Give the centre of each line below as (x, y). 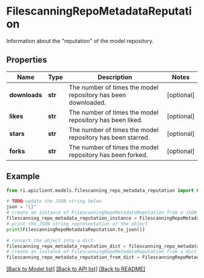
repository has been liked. (106, 120)
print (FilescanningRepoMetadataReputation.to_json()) (76, 229)
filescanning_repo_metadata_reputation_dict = (66, 246)
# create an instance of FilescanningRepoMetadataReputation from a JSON (102, 213)
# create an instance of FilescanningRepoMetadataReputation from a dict (102, 252)
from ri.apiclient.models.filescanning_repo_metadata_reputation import (100, 190)
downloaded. (87, 103)
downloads (26, 95)
